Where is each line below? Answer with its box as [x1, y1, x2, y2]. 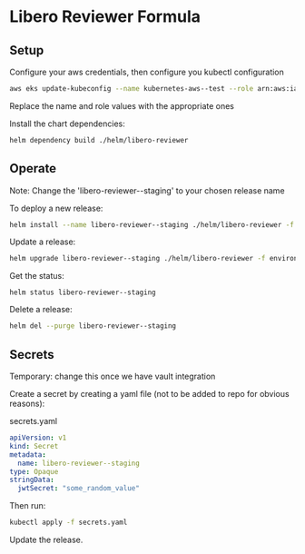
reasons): [9, 398, 45, 409]
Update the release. [9, 534, 84, 545]
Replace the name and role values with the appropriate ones [9, 100, 234, 111]
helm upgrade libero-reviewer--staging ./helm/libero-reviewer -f [9, 254, 266, 263]
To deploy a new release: [9, 203, 103, 213]
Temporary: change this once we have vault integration [9, 371, 216, 381]
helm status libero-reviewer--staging [9, 288, 156, 297]
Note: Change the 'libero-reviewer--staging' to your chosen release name [9, 184, 285, 196]
